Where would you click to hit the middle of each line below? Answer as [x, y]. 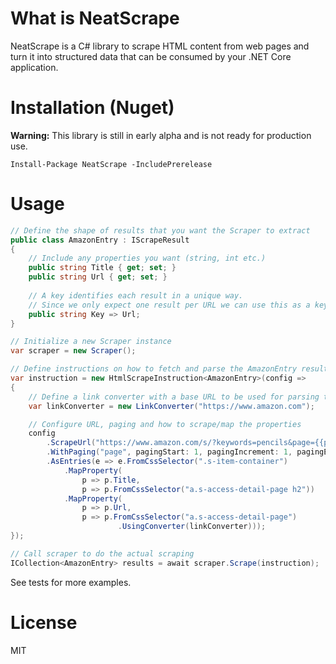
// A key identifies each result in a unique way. [136, 295]
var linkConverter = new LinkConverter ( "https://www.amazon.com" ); [171, 406]
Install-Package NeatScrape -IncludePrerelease [111, 164]
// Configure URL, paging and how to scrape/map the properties [165, 424]
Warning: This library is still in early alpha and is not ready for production [161, 135]
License [44, 622]
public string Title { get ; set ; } [102, 268]
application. [34, 67]
